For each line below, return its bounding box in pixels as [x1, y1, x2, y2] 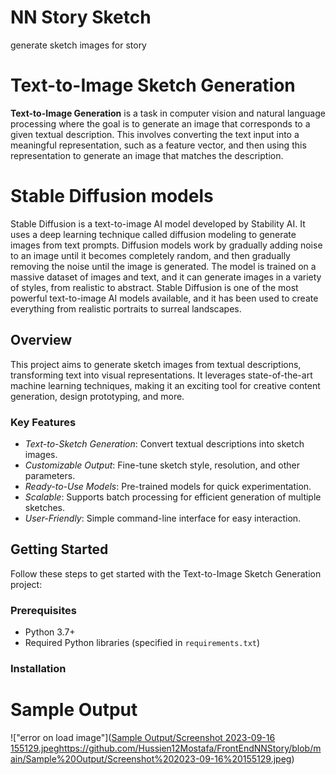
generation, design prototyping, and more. [10, 390, 185, 402]
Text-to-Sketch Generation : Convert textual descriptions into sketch [24, 437, 305, 450]
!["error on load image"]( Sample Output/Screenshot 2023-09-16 [10, 731, 276, 743]
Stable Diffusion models [10, 185, 214, 208]
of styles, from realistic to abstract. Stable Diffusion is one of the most [10, 281, 299, 293]
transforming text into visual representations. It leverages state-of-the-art [10, 369, 313, 381]
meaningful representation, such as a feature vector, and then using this [10, 139, 307, 151]
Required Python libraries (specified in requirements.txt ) [24, 637, 261, 649]
